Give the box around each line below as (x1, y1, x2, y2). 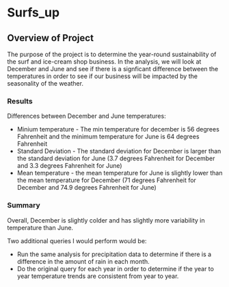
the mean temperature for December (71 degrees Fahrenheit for (16, 176, 197, 184)
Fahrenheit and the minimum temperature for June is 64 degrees (16, 132, 200, 141)
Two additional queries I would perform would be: (7, 236, 147, 245)
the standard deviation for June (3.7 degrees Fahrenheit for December (16, 154, 215, 162)
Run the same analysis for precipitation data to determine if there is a (16, 250, 212, 258)
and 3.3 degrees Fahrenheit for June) (16, 162, 122, 170)
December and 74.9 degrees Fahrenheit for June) (16, 184, 157, 192)
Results (7, 96, 33, 105)
